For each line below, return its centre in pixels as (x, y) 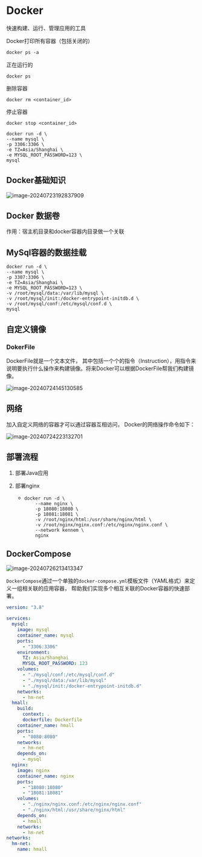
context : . (36, 714)
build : (25, 709)
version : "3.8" (25, 607)
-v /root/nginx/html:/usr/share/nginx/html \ (94, 519)
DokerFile (21, 347)
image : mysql (34, 630)
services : (19, 618)
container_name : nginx (46, 776)
